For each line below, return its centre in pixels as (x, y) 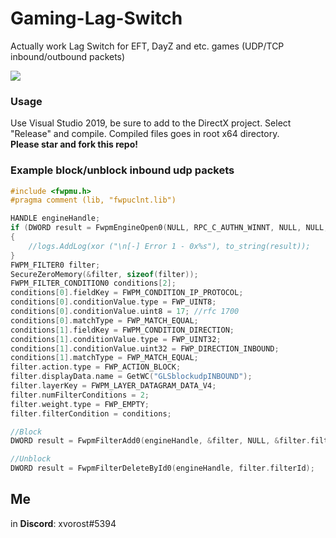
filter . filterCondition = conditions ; (91, 413)
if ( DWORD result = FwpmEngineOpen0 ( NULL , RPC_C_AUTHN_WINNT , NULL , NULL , (169, 228)
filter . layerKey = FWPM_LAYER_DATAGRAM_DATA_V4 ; (113, 386)
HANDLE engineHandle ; (55, 218)
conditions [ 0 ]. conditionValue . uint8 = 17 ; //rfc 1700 (125, 312)
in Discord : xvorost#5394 (63, 523)
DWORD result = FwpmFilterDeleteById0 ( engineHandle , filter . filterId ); (162, 468)
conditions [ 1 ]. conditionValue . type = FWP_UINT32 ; (116, 339)
